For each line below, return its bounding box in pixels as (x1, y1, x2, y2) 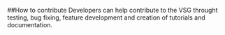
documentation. (7, 21, 53, 29)
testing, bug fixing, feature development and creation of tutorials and (7, 13, 206, 22)
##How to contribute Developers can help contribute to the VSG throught (7, 6, 218, 14)
